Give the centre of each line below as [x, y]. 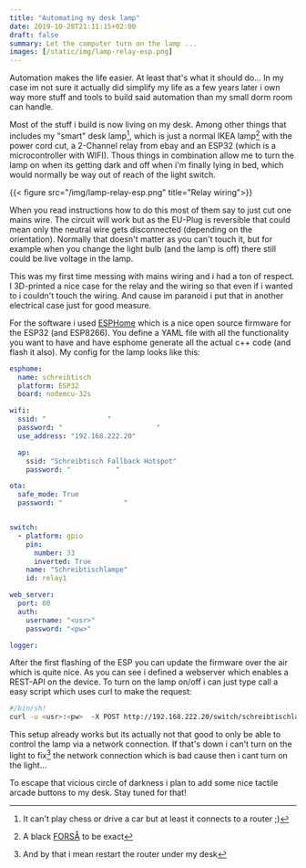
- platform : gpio [51, 536]
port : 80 [34, 603]
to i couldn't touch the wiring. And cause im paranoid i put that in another [147, 295]
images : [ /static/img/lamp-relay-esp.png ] [91, 52]
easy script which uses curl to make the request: [101, 692]
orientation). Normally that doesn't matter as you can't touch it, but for [141, 239]
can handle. [31, 107]
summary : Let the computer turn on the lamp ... [103, 43]
